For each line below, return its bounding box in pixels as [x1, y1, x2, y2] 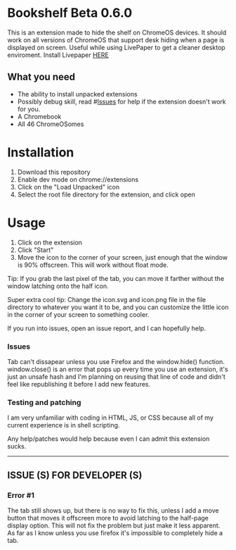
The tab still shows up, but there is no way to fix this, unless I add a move [7, 506, 219, 515]
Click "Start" [17, 245, 54, 254]
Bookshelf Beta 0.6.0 [7, 5, 133, 21]
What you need [7, 71, 76, 83]
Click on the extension [17, 238, 83, 246]
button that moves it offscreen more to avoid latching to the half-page [7, 513, 209, 522]
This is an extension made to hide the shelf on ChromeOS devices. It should [7, 28, 227, 37]
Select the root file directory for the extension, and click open [17, 190, 195, 199]
